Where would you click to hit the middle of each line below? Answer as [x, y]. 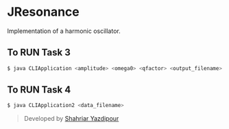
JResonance [44, 12]
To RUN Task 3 [39, 52]
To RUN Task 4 [39, 90]
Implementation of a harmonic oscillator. [64, 31]
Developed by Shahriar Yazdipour [71, 119]
